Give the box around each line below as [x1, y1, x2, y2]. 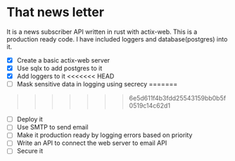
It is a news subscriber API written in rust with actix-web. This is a [6, 27, 198, 36]
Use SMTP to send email [16, 123, 89, 131]
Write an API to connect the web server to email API [16, 139, 167, 148]
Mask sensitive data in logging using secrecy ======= [16, 80, 178, 89]
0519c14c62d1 [129, 101, 170, 110]
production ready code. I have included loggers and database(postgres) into [6, 34, 228, 43]
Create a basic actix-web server [16, 56, 110, 64]
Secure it [16, 147, 44, 155]
